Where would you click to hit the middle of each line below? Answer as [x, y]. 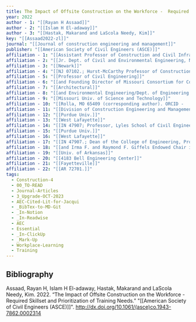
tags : [13, 175]
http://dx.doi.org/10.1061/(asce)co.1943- [123, 307]
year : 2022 [19, 17]
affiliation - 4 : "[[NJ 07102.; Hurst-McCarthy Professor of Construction [99, 71]
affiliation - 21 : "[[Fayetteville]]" [53, 164]
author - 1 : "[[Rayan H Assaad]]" [48, 22]
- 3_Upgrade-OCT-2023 [38, 196]
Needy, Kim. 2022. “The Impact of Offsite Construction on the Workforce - [96, 294]
